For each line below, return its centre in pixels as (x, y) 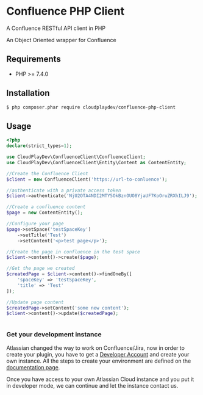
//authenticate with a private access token (64, 190)
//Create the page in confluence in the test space (73, 252)
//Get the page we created (41, 269)
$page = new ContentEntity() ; (45, 213)
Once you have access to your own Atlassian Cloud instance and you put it (100, 379)
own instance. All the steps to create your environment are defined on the (99, 361)
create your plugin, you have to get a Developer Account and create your (98, 354)
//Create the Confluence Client (47, 173)
